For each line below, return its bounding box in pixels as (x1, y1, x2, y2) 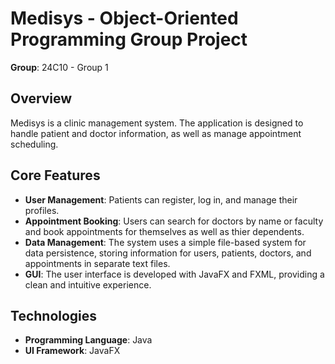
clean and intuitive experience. (24, 278, 152, 291)
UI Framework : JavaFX (24, 345, 121, 357)
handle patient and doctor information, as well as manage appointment (10, 127, 302, 139)
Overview (10, 90, 73, 107)
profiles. (24, 204, 60, 216)
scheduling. (10, 138, 59, 150)
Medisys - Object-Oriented (10, 7, 239, 30)
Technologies (10, 307, 98, 324)
